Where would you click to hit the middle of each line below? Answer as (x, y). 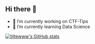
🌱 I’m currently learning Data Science (51, 26)
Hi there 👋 (21, 9)
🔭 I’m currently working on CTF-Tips (50, 21)
